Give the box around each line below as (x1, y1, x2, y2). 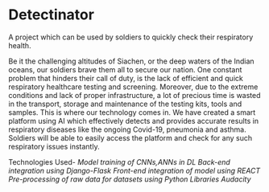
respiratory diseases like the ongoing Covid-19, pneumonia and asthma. (8, 125, 247, 134)
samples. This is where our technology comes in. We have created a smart (8, 107, 256, 117)
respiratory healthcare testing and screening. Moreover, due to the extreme (8, 82, 259, 92)
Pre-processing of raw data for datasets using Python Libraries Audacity (8, 174, 251, 184)
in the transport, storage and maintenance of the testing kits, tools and (8, 99, 242, 108)
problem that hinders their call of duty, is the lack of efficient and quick (8, 73, 243, 83)
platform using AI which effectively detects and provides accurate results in (8, 116, 259, 125)
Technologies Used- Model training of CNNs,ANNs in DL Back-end (8, 157, 231, 166)
